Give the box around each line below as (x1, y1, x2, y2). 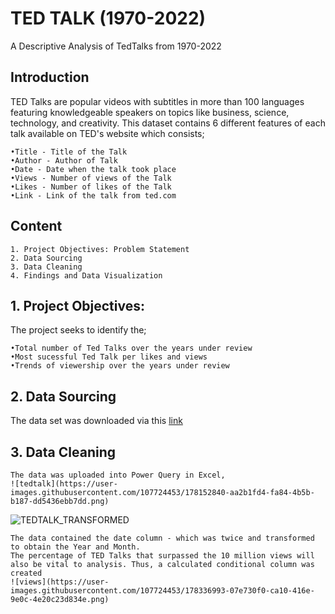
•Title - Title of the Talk (10, 147, 128, 157)
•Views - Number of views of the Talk (10, 173, 172, 183)
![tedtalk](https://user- (10, 479, 118, 489)
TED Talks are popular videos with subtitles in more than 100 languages (10, 95, 305, 107)
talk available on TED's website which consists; (10, 127, 205, 139)
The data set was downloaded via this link (10, 415, 183, 427)
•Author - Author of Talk (10, 155, 118, 166)
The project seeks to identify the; (10, 324, 147, 336)
